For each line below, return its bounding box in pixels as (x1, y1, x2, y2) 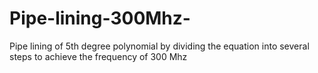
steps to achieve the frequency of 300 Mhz (9, 50, 188, 62)
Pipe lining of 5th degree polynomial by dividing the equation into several (9, 40, 310, 52)
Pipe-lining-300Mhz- (9, 7, 191, 30)
